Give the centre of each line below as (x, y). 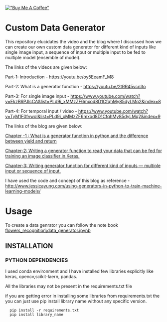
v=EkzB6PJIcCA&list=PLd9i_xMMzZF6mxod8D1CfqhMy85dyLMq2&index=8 (83, 101)
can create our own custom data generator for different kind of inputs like (81, 47)
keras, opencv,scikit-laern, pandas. (41, 276)
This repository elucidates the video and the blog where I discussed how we (83, 41)
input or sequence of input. (33, 171)
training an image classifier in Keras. (42, 156)
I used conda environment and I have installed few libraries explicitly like (79, 271)
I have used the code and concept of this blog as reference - (68, 180)
